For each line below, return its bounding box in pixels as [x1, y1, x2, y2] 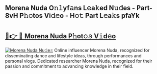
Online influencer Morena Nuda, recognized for [54, 48, 150, 53]
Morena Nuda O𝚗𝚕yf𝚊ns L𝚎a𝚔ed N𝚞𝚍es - [5, 4, 135, 12]
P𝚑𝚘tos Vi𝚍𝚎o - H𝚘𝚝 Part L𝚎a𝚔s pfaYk [19, 12, 140, 20]
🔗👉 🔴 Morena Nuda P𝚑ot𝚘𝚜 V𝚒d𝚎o [5, 32, 116, 40]
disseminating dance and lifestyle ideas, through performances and [5, 53, 142, 58]
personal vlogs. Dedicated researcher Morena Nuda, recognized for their [5, 58, 153, 64]
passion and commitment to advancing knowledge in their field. [5, 63, 133, 69]
